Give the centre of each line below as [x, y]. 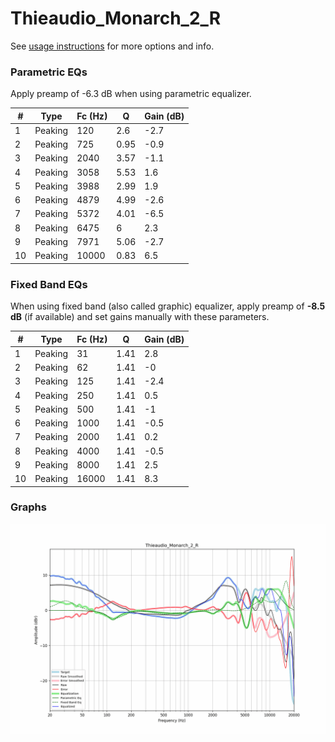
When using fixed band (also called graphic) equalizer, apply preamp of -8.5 [168, 306]
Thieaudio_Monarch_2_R [116, 18]
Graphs [28, 507]
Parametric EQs [49, 72]
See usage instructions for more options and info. [112, 46]
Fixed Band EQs [49, 284]
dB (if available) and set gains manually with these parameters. [140, 317]
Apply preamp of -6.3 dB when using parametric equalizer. [131, 94]
